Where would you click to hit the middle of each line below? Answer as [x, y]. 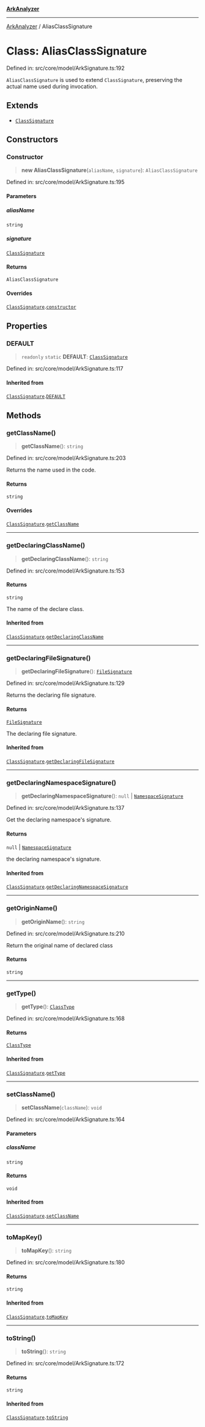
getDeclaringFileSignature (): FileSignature [77, 672]
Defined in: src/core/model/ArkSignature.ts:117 [65, 369]
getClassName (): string [52, 446]
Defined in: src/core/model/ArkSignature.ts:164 [66, 1119]
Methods [24, 415]
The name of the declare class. [45, 609]
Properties [27, 326]
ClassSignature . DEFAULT [36, 396]
